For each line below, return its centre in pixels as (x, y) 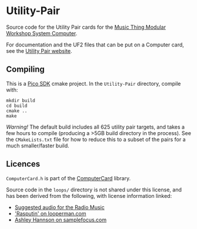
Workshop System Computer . (42, 33)
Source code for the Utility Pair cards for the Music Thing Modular (86, 27)
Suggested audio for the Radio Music (59, 207)
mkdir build (21, 100)
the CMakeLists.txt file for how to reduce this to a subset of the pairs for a (96, 139)
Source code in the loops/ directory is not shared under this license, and (94, 190)
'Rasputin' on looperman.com (50, 213)
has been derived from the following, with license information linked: (89, 196)
